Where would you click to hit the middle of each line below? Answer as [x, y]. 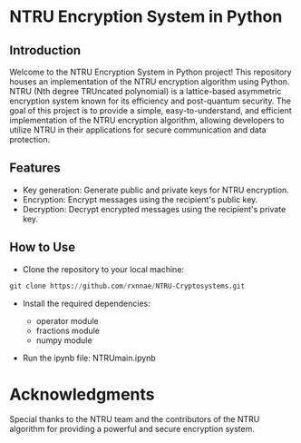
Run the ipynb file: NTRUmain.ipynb [89, 358]
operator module [67, 320]
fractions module [68, 330]
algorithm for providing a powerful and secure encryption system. [132, 429]
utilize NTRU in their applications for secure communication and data [138, 130]
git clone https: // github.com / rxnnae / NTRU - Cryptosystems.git [127, 286]
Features [35, 168]
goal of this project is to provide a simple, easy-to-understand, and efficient [150, 110]
